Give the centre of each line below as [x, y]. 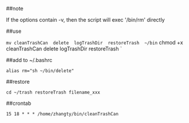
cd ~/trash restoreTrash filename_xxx [53, 93]
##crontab [19, 103]
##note [15, 8]
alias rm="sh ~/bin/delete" [40, 71]
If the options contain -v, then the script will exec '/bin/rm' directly [85, 20]
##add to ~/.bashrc [29, 60]
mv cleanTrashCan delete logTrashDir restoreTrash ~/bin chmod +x [95, 42]
